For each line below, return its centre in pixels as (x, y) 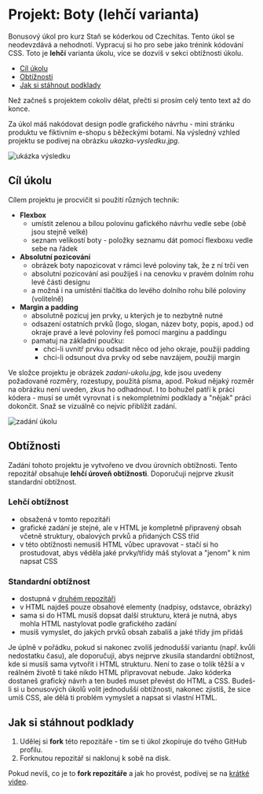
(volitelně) (47, 299)
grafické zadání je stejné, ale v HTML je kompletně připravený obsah (130, 527)
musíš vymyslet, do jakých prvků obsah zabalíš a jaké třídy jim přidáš (131, 633)
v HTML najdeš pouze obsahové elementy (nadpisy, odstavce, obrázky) (136, 607)
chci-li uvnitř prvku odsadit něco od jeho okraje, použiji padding (146, 349)
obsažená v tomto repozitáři (65, 519)
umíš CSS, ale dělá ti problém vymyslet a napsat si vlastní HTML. (113, 698)
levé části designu (60, 282)
